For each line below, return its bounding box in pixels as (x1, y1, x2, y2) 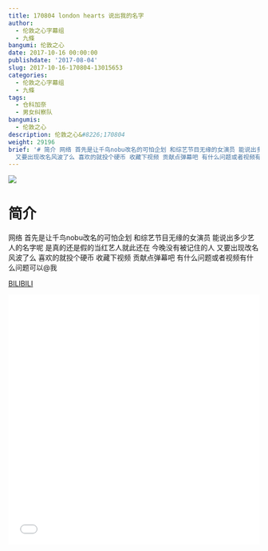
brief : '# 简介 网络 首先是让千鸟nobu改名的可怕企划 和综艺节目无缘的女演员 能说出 (8, 146, 257, 154)
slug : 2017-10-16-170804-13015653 (8, 64, 124, 72)
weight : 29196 (8, 138, 56, 146)
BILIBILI (8, 279, 33, 289)
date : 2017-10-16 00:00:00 (8, 49, 98, 57)
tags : (8, 94, 26, 102)
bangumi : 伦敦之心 (8, 42, 65, 50)
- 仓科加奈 (15, 101, 47, 109)
